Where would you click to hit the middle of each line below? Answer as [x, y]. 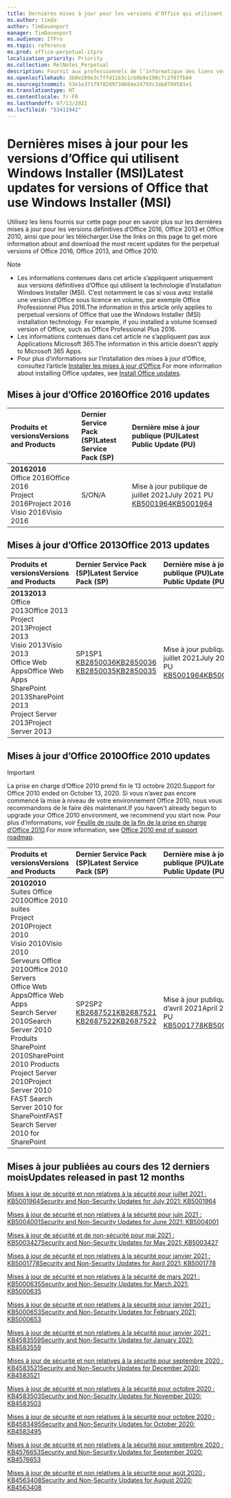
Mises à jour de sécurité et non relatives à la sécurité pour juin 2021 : [104, 1214]
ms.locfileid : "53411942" [44, 110]
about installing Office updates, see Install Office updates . [99, 373]
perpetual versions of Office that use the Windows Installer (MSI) [109, 314]
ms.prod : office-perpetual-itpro [55, 52]
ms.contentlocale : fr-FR [43, 97]
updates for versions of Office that [108, 188]
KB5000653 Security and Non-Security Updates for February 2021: [102, 1312]
